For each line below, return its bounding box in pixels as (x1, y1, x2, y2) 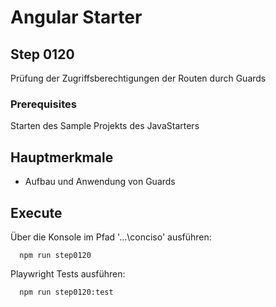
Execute (10, 204, 63, 221)
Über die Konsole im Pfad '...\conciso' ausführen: (10, 231, 212, 243)
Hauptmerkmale (10, 149, 114, 166)
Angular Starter (10, 6, 143, 29)
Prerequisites (10, 97, 77, 111)
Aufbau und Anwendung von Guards (24, 176, 176, 188)
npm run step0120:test (19, 287, 114, 297)
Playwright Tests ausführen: (10, 267, 126, 280)
